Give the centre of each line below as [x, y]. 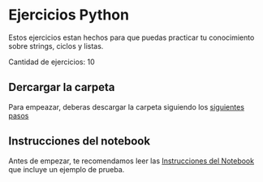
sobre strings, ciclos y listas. [56, 45]
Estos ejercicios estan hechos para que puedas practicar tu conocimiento [131, 37]
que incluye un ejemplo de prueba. [67, 169]
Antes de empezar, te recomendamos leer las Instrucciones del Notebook [131, 161]
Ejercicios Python [69, 15]
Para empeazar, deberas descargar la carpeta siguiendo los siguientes [127, 106]
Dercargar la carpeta [62, 87]
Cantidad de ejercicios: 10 [52, 62]
